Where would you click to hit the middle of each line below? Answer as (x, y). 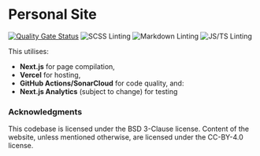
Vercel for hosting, (50, 74)
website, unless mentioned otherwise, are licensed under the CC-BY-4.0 (126, 137)
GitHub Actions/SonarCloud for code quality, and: (102, 83)
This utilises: (29, 51)
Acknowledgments (45, 111)
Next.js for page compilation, (67, 66)
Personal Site (52, 15)
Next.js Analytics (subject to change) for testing (98, 91)
